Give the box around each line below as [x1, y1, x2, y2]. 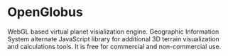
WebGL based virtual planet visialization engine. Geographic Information [7, 27, 219, 36]
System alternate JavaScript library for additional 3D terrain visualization [7, 34, 220, 43]
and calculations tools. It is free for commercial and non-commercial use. [7, 42, 222, 50]
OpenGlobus [7, 4, 83, 20]
